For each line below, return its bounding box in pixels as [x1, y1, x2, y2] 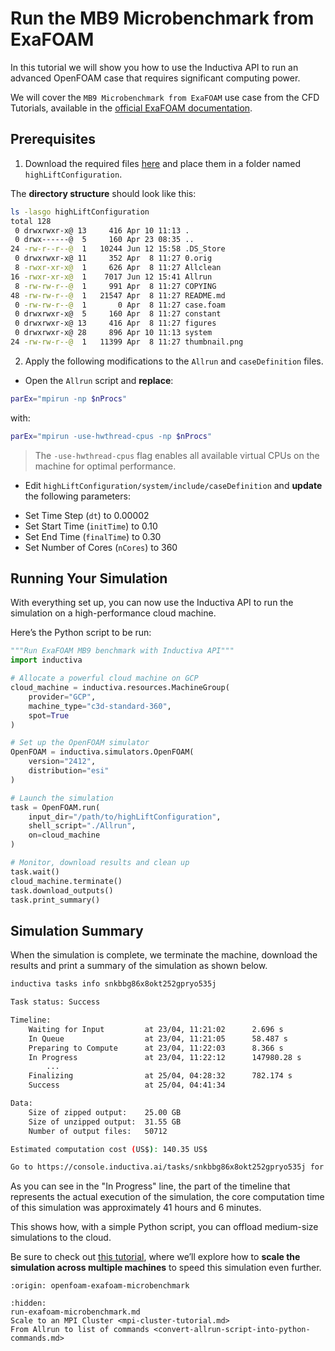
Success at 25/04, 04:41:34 [28, 1080, 226, 1091]
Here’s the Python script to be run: [10, 627, 152, 639]
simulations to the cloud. [10, 1232, 112, 1244]
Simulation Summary [10, 922, 144, 939]
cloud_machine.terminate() [10, 876, 123, 886]
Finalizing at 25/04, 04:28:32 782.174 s [28, 1071, 293, 1081]
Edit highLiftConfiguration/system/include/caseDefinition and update [24, 479, 323, 491]
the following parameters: [24, 490, 131, 502]
